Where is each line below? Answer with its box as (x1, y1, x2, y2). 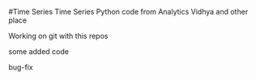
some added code (8, 47, 69, 56)
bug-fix (8, 62, 34, 72)
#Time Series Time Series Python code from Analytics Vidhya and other (8, 7, 249, 16)
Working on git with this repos (8, 32, 109, 40)
